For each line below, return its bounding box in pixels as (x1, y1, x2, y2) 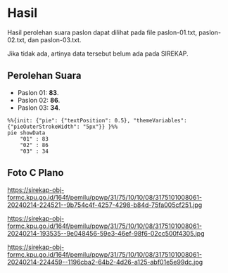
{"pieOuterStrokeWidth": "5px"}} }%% (7, 123, 118, 130)
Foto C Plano (7, 167, 64, 179)
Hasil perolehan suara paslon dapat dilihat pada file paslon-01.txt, (7, 28, 198, 37)
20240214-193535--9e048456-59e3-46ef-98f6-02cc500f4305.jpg (7, 229, 205, 237)
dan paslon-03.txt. (27, 35, 82, 44)
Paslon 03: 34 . (17, 103, 61, 112)
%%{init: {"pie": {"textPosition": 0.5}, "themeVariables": (7, 117, 188, 124)
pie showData (7, 129, 46, 136)
